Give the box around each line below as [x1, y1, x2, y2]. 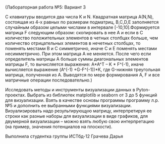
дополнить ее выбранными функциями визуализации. [17, 103, 132, 108]
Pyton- [136, 87, 150, 92]
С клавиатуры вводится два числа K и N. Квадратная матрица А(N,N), [5, 14, 154, 19]
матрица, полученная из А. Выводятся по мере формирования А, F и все [5, 72, 160, 77]
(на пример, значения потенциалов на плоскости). [5, 124, 112, 130]
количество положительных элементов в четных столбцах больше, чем [5, 35, 159, 41]
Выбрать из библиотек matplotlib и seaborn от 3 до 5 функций [27, 92, 158, 98]
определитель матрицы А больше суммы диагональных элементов [5, 56, 149, 62]
